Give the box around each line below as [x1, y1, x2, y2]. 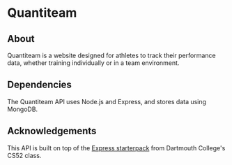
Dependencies [7, 79, 72, 91]
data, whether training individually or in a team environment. [7, 59, 180, 67]
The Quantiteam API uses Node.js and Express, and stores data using [7, 97, 207, 106]
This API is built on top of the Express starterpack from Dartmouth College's [7, 143, 226, 152]
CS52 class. [7, 151, 42, 159]
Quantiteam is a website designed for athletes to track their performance [7, 51, 216, 59]
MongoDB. [7, 105, 38, 113]
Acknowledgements [7, 125, 97, 137]
